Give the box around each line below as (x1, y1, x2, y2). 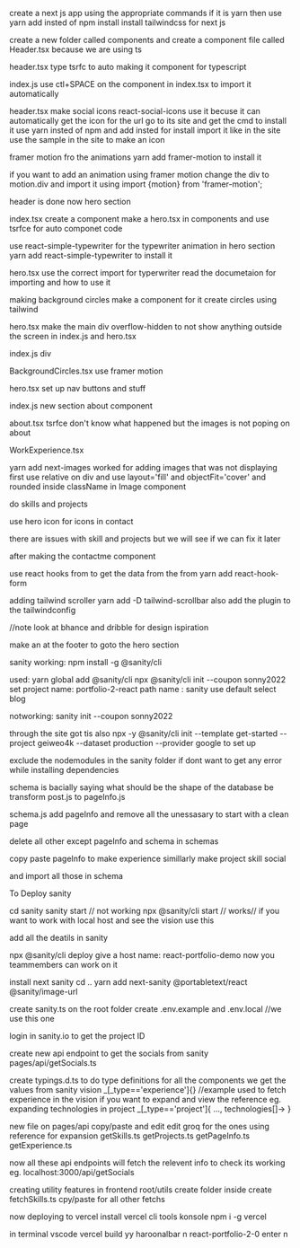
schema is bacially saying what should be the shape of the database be (9, 782, 274, 793)
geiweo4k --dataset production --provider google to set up (37, 738, 256, 748)
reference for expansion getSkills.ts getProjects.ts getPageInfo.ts (9, 1130, 250, 1141)
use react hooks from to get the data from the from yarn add (9, 568, 234, 578)
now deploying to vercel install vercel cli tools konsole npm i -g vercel (9, 1211, 267, 1222)
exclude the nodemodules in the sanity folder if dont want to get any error (9, 755, 283, 766)
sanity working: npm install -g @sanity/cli (9, 657, 163, 667)
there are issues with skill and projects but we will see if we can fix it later (9, 533, 281, 544)
